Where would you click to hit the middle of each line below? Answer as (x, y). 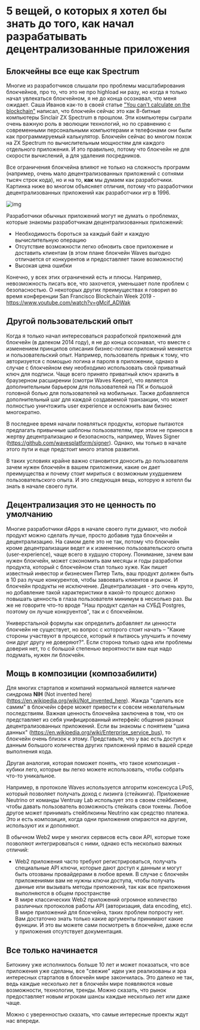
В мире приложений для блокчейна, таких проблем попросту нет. (99, 912)
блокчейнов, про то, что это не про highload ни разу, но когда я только (97, 92)
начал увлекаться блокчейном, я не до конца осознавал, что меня (92, 98)
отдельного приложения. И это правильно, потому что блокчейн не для (98, 149)
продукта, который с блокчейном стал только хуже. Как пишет (87, 567)
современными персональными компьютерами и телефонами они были (99, 130)
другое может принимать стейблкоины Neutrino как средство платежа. (98, 813)
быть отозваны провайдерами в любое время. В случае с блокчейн (102, 874)
